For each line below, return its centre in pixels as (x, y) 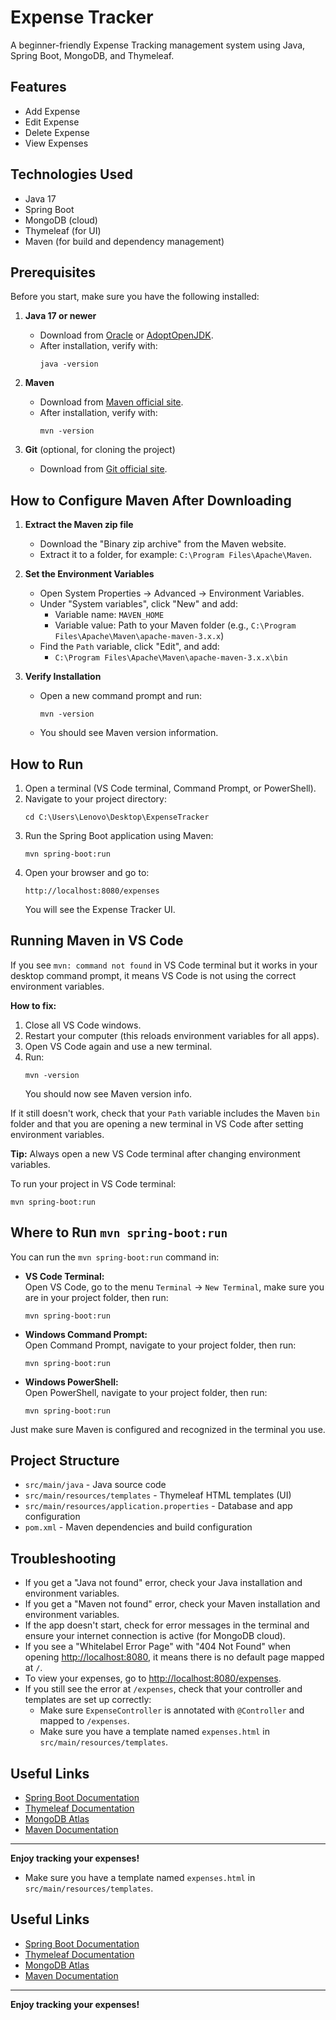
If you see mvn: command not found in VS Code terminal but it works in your (164, 965)
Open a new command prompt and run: (121, 696)
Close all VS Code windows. (83, 1025)
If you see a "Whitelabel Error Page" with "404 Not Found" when (158, 1647)
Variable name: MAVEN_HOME (109, 615)
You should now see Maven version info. (108, 1093)
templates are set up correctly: (88, 1700)
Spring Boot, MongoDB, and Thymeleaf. (92, 55)
